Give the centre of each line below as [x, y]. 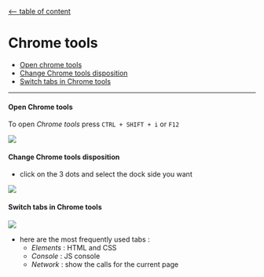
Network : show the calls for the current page [105, 264]
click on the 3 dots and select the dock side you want [106, 174]
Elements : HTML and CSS [74, 247]
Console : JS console [66, 256]
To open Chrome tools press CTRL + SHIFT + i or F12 [93, 124]
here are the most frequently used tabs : [85, 239]
